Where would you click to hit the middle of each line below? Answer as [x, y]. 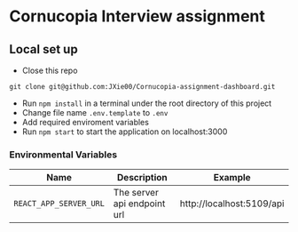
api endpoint [139, 204]
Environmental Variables [63, 155]
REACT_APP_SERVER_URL [59, 204]
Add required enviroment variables [85, 122]
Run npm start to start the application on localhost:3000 [125, 132]
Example [232, 178]
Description [142, 178]
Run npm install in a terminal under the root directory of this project [147, 103]
